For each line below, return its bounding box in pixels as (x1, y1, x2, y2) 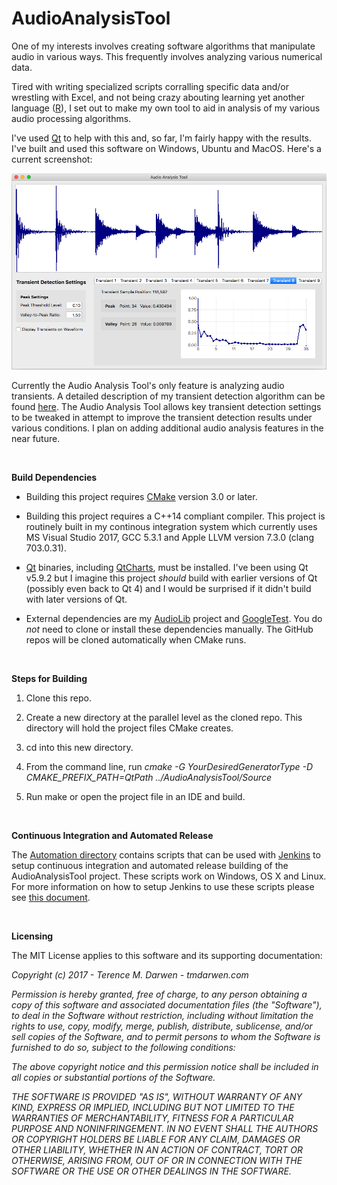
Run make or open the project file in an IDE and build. (25, 790, 246, 802)
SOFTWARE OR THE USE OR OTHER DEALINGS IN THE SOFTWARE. (11, 1165, 292, 1177)
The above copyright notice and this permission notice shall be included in (11, 1060, 319, 1072)
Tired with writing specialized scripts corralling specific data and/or (11, 80, 289, 92)
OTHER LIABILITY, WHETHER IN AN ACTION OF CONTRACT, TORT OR (11, 1143, 304, 1156)
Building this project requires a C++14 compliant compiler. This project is (25, 510, 326, 522)
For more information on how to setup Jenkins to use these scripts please (11, 880, 315, 892)
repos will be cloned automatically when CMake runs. (25, 633, 247, 646)
